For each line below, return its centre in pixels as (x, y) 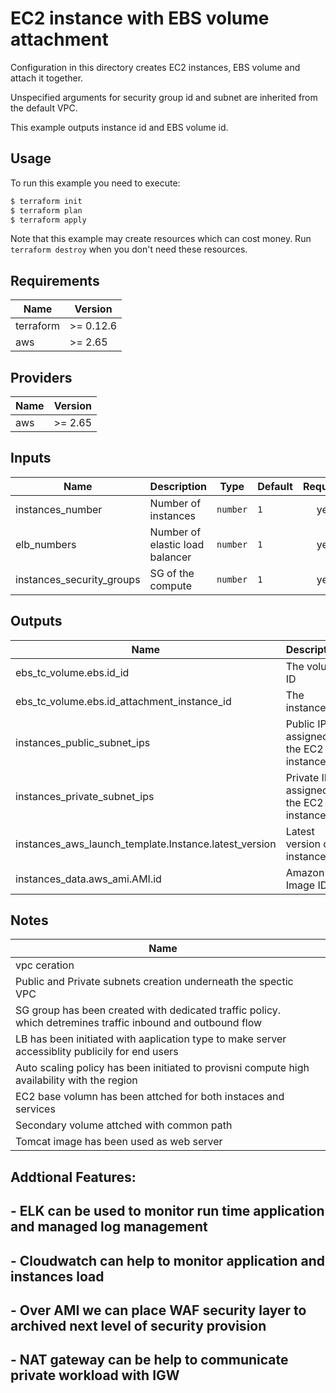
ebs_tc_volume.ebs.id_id (72, 672)
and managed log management (109, 1227)
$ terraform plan (46, 210)
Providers (41, 377)
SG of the (172, 573)
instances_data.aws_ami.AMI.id (88, 879)
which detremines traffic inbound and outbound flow (139, 1023)
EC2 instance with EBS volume (140, 18)
